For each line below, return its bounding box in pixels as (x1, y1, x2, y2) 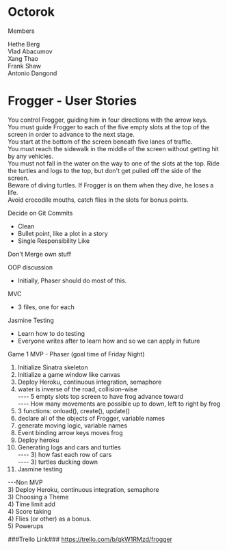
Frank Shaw (8, 62, 42, 70)
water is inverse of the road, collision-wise (17, 384, 137, 393)
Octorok (8, 4, 55, 20)
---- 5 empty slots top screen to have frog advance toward (17, 392, 184, 400)
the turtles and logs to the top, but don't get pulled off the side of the (8, 166, 202, 174)
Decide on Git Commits (8, 209, 73, 217)
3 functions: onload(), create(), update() (17, 406, 131, 415)
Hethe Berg (8, 40, 40, 48)
